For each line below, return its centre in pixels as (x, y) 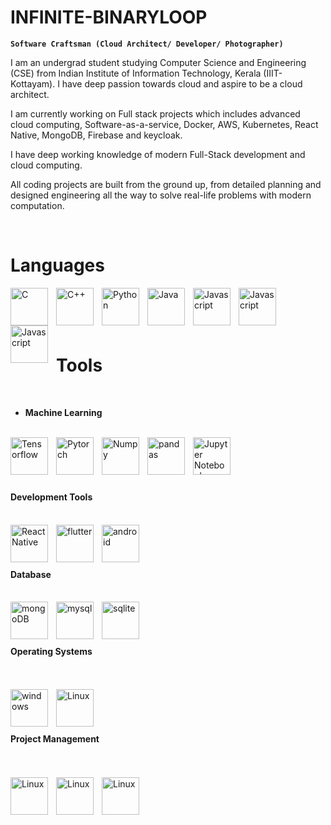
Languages (57, 265)
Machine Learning (63, 412)
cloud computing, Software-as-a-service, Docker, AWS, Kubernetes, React (164, 124)
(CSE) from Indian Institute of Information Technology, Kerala (136, 73)
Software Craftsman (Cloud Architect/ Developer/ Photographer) (147, 44)
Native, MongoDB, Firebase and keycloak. (96, 135)
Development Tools (51, 497)
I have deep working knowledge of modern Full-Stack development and (158, 154)
